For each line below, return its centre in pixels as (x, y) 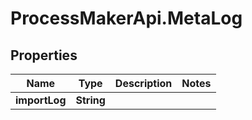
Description (143, 83)
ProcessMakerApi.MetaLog (126, 18)
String (90, 100)
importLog (41, 100)
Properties (44, 55)
